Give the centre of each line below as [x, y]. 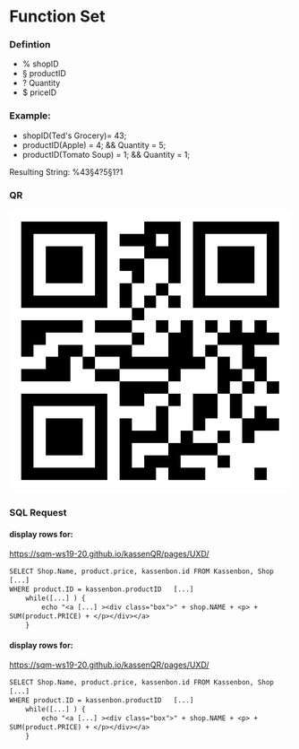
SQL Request [38, 513]
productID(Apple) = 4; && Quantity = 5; [94, 144]
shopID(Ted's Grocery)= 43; [74, 135]
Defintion [30, 45]
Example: [30, 116]
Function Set [57, 17]
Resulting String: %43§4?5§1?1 [66, 171]
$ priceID [39, 92]
